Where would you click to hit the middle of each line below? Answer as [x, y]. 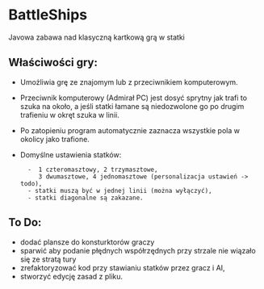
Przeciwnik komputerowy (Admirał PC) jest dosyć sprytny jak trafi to [134, 98]
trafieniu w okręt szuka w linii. [69, 115]
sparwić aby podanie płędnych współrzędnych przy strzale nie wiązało [138, 250]
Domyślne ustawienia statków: [71, 154]
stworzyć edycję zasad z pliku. [71, 276]
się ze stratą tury [48, 259]
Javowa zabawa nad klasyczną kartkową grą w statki [97, 37]
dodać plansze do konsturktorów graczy [87, 242]
